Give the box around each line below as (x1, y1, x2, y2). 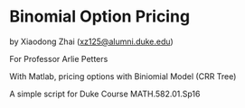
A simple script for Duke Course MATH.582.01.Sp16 (9, 88, 201, 99)
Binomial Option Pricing (9, 6, 191, 27)
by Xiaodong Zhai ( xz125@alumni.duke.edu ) (9, 36, 174, 47)
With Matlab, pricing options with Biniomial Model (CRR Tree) (9, 70, 237, 82)
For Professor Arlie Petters (9, 53, 108, 64)
